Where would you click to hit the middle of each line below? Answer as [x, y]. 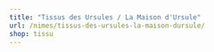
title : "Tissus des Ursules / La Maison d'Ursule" [105, 17]
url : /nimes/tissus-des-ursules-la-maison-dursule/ [107, 26]
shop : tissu [31, 33]
